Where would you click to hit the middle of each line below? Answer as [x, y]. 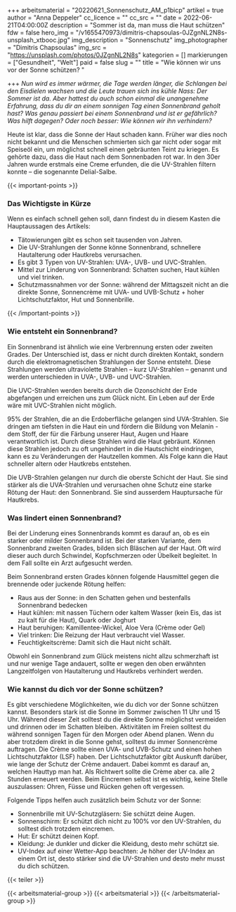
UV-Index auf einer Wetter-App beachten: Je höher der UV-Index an [116, 851]
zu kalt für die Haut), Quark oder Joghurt [77, 620]
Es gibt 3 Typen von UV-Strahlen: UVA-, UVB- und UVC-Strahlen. [112, 262]
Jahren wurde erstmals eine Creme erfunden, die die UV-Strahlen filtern [112, 164]
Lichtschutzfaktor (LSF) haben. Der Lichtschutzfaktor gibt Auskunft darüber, [117, 757]
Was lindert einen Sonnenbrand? [64, 518]
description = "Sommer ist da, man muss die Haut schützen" [137, 25]
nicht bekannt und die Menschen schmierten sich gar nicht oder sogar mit [114, 142]
